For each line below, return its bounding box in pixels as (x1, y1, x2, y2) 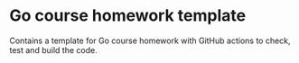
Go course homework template (9, 5, 247, 26)
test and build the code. (9, 44, 98, 55)
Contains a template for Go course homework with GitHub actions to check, (9, 35, 291, 46)
